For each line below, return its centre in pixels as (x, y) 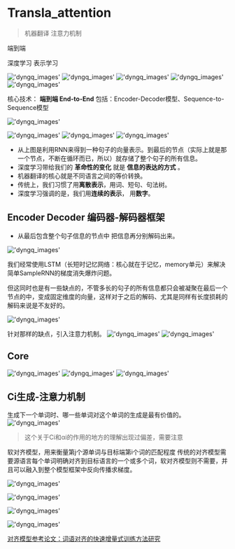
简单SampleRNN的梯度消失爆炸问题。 (62, 273)
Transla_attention (59, 13)
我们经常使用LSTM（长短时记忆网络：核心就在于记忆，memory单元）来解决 (116, 264)
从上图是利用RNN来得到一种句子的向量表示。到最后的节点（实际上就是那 (122, 149)
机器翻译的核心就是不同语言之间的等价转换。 (82, 176)
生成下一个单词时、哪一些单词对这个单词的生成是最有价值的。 (96, 415)
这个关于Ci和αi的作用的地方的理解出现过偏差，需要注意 (104, 437)
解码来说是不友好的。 (38, 305)
